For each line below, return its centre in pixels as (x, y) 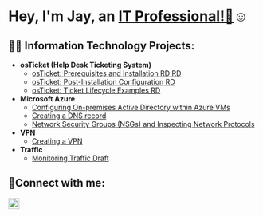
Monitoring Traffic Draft (70, 158)
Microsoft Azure (47, 99)
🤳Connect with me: (57, 183)
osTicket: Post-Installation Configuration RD (103, 82)
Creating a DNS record (69, 116)
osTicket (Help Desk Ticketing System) (86, 65)
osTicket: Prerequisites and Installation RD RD (106, 73)
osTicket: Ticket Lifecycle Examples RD (96, 90)
